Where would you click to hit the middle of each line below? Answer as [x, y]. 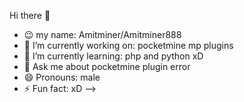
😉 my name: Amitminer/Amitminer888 [102, 34]
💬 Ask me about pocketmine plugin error [107, 66]
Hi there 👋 [30, 15]
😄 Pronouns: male [62, 77]
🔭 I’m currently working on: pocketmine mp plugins [128, 45]
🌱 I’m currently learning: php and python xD [113, 56]
